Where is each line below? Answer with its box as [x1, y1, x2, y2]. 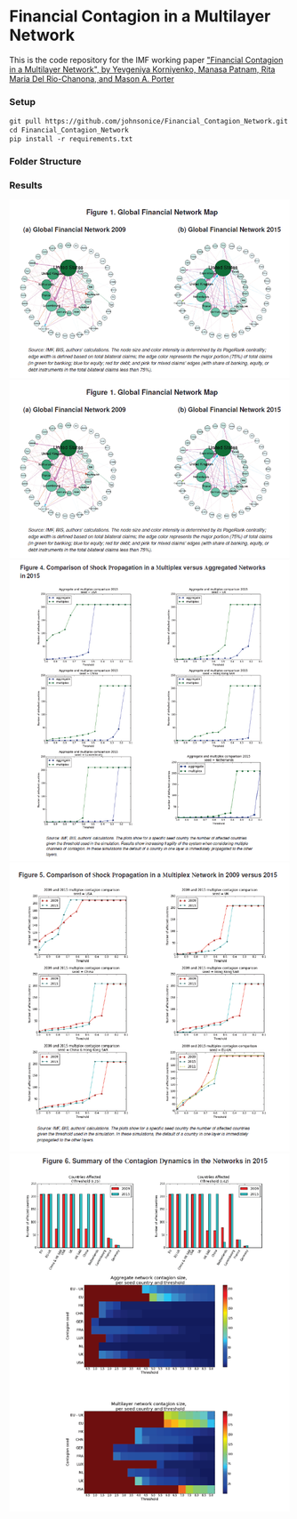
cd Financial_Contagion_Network [9, 126, 129, 135]
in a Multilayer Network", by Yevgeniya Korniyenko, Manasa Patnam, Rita [9, 64, 276, 75]
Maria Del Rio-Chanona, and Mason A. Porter [9, 73, 175, 84]
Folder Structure [9, 156, 82, 168]
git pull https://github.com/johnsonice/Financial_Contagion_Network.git [9, 117, 289, 126]
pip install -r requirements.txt [9, 135, 133, 144]
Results [9, 180, 43, 192]
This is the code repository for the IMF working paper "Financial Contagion [9, 54, 284, 65]
